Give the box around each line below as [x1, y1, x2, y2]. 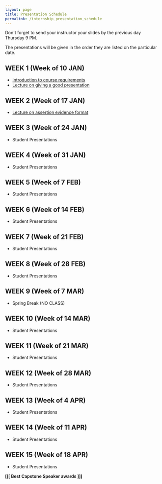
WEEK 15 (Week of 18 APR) [5, 451, 88, 459]
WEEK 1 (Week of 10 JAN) [5, 64, 85, 72]
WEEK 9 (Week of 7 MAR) [5, 287, 84, 296]
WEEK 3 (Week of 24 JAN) [5, 124, 87, 132]
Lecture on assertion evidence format [12, 109, 88, 115]
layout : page [5, 7, 32, 12]
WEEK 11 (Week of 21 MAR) [5, 342, 89, 350]
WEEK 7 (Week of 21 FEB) [5, 233, 84, 241]
